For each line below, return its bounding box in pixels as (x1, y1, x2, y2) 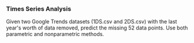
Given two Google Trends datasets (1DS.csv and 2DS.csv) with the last (6, 18, 178, 25)
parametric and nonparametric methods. (6, 31, 105, 38)
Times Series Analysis (6, 5, 72, 13)
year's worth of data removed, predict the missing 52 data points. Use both (6, 24, 188, 31)
